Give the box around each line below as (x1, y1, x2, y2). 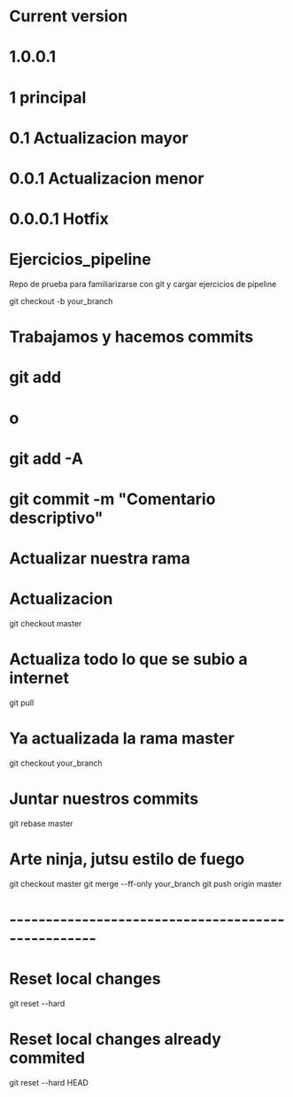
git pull (9, 697, 35, 708)
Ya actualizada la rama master (9, 728, 235, 749)
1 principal (9, 87, 87, 107)
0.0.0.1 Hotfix (9, 209, 109, 230)
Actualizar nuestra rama (9, 548, 190, 569)
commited (9, 1048, 86, 1069)
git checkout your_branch (9, 758, 104, 768)
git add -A (9, 448, 84, 469)
